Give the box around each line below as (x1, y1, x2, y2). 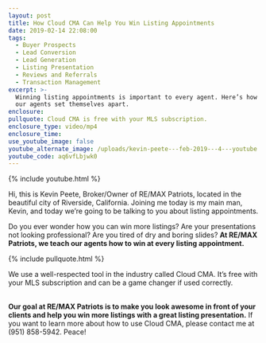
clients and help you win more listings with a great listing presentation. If (8, 310, 253, 320)
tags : (8, 33, 26, 42)
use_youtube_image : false (8, 137, 94, 146)
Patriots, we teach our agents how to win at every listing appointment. (8, 239, 245, 248)
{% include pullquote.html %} (8, 254, 105, 263)
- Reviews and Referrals (15, 71, 98, 79)
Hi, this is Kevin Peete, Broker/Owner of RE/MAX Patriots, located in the (8, 189, 242, 199)
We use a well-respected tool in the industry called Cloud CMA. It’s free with (8, 270, 258, 279)
